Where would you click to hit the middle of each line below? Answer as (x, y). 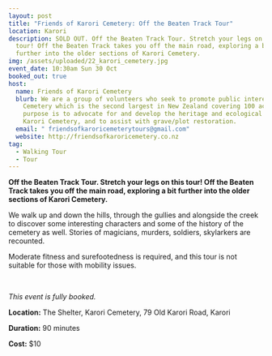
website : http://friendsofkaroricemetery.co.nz (98, 136)
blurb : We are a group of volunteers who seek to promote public (128, 99)
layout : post (30, 16)
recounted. (27, 241)
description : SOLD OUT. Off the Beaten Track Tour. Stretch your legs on (136, 39)
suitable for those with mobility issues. (72, 265)
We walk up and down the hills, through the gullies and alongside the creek (134, 215)
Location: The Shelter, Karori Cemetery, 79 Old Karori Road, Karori (119, 312)
